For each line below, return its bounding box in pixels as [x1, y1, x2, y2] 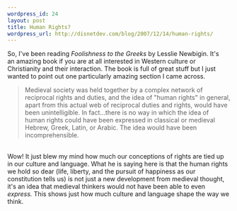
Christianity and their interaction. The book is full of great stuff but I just [7, 64, 216, 73]
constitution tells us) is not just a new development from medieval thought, [7, 175, 225, 183]
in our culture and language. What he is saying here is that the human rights [7, 160, 229, 169]
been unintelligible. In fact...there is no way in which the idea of [24, 108, 209, 117]
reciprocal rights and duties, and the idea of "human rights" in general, [24, 93, 231, 102]
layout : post [7, 17, 46, 24]
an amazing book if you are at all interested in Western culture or [7, 57, 196, 66]
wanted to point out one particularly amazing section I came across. [7, 72, 206, 81]
